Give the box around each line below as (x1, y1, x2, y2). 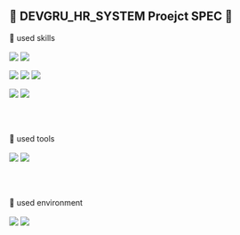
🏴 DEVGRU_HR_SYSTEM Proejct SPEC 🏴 (9, 9, 233, 24)
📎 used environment (9, 197, 83, 207)
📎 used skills (9, 32, 56, 43)
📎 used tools (9, 133, 55, 143)
